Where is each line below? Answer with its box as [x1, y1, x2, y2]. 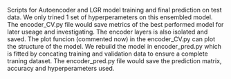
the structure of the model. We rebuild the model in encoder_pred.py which [7, 43, 222, 50]
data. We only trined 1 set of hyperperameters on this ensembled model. [7, 13, 213, 21]
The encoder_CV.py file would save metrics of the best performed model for [7, 21, 224, 28]
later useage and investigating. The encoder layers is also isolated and [7, 27, 208, 36]
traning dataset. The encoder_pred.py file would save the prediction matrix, [7, 57, 222, 65]
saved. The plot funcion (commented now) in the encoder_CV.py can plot [7, 35, 216, 43]
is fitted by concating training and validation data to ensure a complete [7, 49, 209, 58]
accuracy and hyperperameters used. [7, 65, 115, 72]
